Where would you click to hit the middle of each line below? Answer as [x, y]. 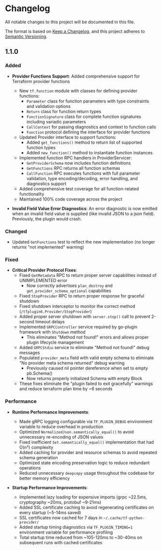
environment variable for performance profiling [66, 532]
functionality [32, 194]
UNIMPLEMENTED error [43, 281]
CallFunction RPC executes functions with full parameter [83, 173]
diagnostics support [46, 183]
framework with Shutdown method [52, 332]
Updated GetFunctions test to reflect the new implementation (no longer [83, 242]
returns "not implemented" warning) [48, 247]
